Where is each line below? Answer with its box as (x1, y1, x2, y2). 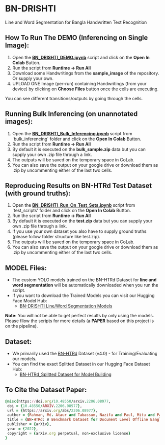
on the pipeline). (5, 323, 38, 329)
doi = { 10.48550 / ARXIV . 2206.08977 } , (7, 403, 82, 408)
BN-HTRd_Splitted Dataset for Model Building (19, 371, 112, 377)
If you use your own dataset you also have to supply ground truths (12, 228, 147, 234)
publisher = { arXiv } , (7, 422, 52, 427)
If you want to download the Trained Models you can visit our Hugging (12, 293, 155, 298)
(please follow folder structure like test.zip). (12, 234, 101, 240)
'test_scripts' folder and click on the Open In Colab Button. (12, 208, 131, 214)
